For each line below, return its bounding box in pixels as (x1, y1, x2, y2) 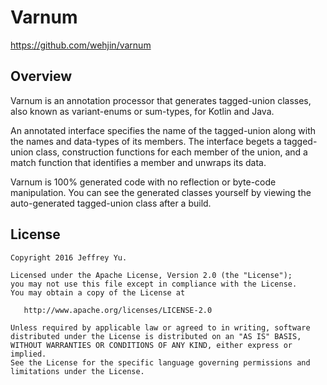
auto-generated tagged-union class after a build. (10, 197, 212, 209)
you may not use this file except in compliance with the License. (10, 279, 298, 289)
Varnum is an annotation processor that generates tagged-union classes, (10, 94, 312, 106)
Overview (10, 68, 73, 85)
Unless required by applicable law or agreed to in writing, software (10, 322, 311, 333)
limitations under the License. (10, 366, 145, 376)
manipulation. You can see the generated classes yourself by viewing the (10, 186, 312, 198)
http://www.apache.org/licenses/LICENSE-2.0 (23, 305, 213, 315)
